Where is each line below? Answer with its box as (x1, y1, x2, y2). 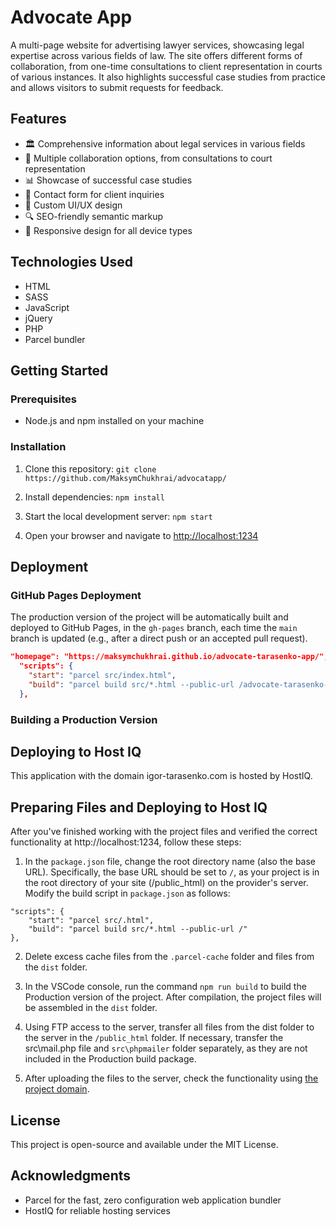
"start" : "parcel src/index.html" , (28, 670, 177, 680)
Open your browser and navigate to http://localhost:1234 (24, 529, 259, 541)
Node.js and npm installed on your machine (24, 415, 205, 427)
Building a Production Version (10, 712, 158, 726)
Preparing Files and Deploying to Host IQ (10, 799, 268, 816)
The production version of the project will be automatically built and (10, 611, 289, 623)
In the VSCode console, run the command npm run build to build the (24, 981, 307, 993)
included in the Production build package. (24, 1053, 197, 1065)
